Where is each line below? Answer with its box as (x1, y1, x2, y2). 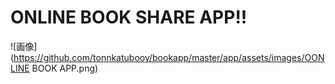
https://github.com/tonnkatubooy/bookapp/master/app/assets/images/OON (13, 51, 325, 63)
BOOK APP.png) (31, 62, 99, 74)
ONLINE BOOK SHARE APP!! (10, 6, 248, 29)
